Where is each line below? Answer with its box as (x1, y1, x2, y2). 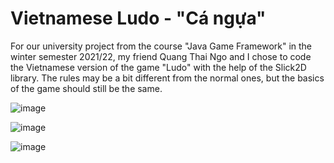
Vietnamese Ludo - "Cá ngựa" (10, 7, 267, 30)
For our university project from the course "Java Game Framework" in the (10, 40, 313, 52)
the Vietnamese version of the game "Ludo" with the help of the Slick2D (10, 61, 307, 73)
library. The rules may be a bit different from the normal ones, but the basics (10, 72, 325, 84)
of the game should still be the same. (10, 82, 163, 94)
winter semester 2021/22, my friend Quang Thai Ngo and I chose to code (10, 50, 312, 62)
